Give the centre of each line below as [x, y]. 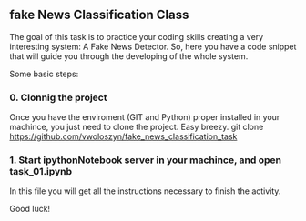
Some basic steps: [44, 74]
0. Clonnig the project [58, 97]
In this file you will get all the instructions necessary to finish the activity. [145, 191]
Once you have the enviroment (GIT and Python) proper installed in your [145, 117]
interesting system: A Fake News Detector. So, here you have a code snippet [153, 46]
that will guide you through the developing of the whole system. [129, 56]
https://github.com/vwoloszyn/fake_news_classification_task [123, 136]
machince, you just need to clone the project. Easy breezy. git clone [137, 127]
